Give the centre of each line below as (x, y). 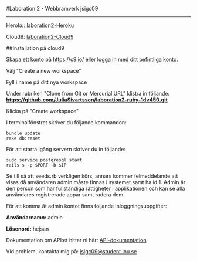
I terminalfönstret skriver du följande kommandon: (67, 122)
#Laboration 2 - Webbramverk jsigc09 (52, 9)
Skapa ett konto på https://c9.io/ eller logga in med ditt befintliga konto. (92, 59)
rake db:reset (23, 138)
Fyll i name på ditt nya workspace (47, 82)
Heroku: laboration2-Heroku (40, 25)
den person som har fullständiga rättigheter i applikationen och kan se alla (96, 188)
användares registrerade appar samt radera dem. (65, 195)
